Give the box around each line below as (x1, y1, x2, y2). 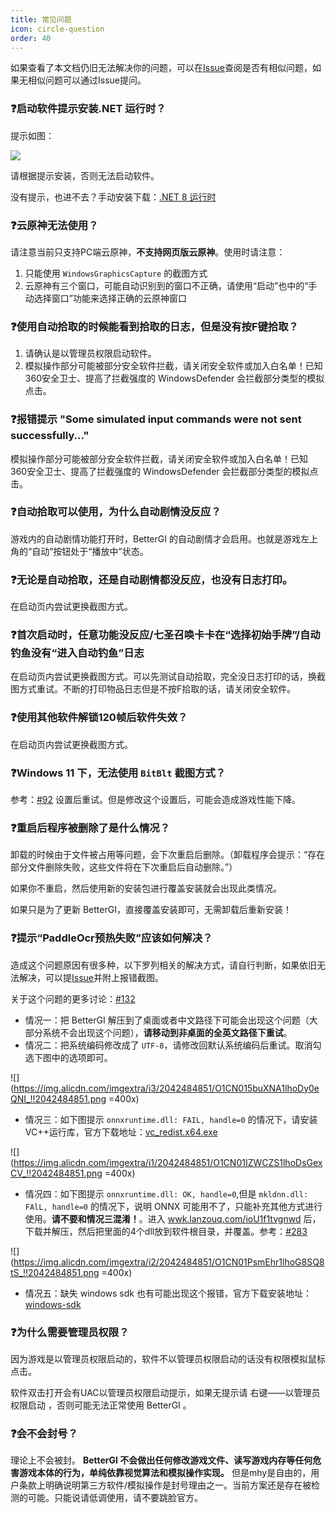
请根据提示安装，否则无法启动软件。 (10, 169, 160, 181)
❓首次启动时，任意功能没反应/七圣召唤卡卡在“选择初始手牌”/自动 (10, 628, 321, 642)
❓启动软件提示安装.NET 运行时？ (10, 102, 167, 116)
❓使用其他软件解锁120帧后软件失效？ (10, 711, 188, 725)
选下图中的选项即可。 (24, 1051, 113, 1063)
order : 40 (10, 33, 52, 43)
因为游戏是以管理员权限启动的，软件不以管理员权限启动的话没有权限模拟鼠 (10, 1352, 317, 1365)
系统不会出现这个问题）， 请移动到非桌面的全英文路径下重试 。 (42, 1026, 293, 1038)
